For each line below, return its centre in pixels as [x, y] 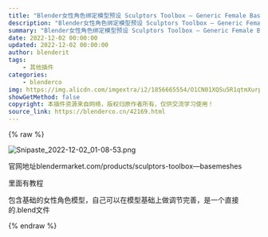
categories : [28, 75]
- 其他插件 [38, 68]
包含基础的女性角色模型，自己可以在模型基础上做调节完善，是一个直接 [124, 200]
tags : [17, 60]
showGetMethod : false [44, 97]
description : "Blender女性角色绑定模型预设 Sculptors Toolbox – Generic [126, 23]
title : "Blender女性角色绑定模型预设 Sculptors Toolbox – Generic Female [127, 16]
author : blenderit [39, 52]
